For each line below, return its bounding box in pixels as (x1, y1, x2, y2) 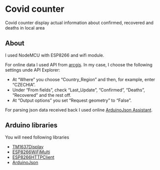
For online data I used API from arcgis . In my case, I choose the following (5, 61, 153, 67)
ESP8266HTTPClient (12, 154, 55, 160)
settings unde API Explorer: (5, 67, 60, 73)
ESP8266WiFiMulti (12, 149, 51, 155)
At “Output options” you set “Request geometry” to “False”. (12, 97, 132, 103)
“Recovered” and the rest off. (12, 92, 71, 98)
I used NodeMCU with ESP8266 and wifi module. (5, 52, 105, 58)
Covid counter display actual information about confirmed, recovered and (5, 20, 154, 26)
